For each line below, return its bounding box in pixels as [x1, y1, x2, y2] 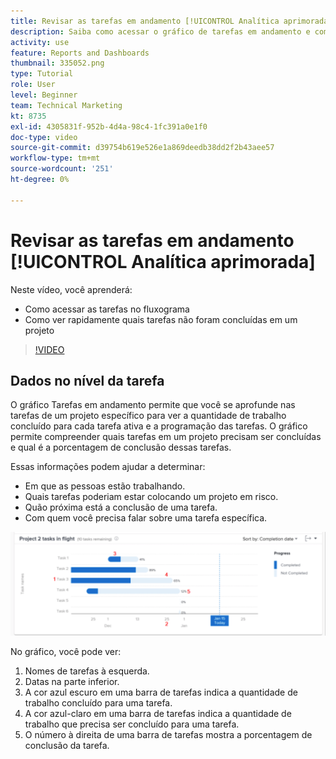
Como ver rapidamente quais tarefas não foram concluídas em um [24, 313, 298, 325]
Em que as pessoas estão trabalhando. [24, 480, 186, 492]
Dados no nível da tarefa [10, 372, 165, 389]
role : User [10, 80, 56, 90]
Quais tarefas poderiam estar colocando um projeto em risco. [24, 491, 279, 503]
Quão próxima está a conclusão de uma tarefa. [24, 501, 218, 514]
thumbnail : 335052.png [10, 58, 105, 69]
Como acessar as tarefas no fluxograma [24, 303, 190, 315]
